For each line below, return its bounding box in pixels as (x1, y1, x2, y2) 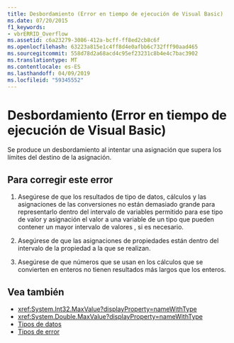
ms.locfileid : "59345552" (7, 76, 84, 84)
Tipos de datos (17, 320, 62, 328)
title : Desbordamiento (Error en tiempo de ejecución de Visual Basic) (7, 10, 223, 18)
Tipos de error (17, 327, 60, 336)
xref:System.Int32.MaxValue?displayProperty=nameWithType (17, 305, 197, 313)
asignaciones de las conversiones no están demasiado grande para (17, 200, 216, 209)
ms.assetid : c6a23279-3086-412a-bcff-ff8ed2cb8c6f (7, 37, 160, 44)
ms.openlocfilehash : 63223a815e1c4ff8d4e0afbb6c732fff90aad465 (7, 43, 199, 50)
